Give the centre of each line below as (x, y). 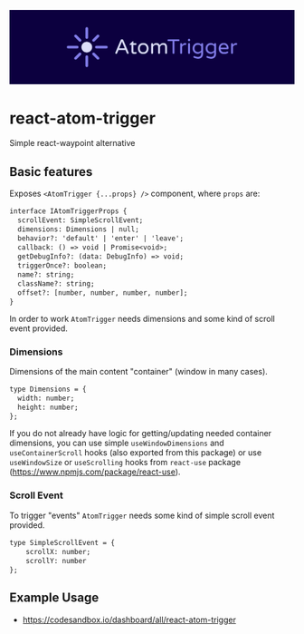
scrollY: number (57, 561)
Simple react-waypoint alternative (72, 143)
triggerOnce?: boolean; (62, 266)
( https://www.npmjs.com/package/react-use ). (95, 472)
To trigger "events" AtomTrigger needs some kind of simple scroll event (142, 515)
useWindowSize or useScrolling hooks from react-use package (125, 463)
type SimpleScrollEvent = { (62, 542)
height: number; (48, 408)
